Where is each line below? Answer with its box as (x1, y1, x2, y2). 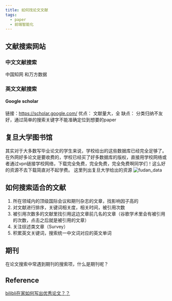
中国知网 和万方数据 (5, 71, 47, 77)
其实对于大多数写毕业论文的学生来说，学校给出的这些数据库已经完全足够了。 (5, 147, 167, 154)
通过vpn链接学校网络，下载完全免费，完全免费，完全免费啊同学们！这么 (9, 160, 161, 166)
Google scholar (5, 98, 38, 104)
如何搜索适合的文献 (5, 183, 66, 192)
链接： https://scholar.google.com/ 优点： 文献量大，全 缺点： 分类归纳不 (5, 111, 159, 117)
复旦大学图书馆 (5, 133, 53, 142)
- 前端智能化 (10, 21, 34, 27)
